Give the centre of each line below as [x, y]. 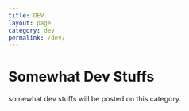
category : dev [32, 30]
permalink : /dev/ [37, 38]
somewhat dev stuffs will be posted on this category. [94, 99]
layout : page [30, 23]
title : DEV [26, 15]
